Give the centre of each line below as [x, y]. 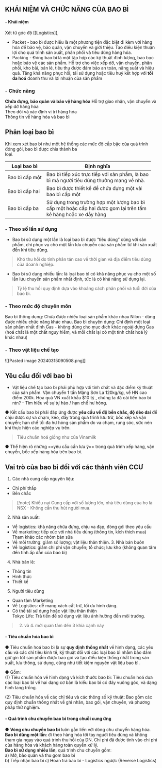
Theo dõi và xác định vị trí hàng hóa [41, 111]
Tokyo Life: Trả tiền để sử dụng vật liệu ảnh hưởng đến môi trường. [79, 616]
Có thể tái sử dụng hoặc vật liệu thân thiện [54, 611]
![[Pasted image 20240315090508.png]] [45, 360]
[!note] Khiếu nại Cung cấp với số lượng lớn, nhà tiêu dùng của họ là [85, 503]
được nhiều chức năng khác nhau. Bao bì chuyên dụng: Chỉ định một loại [78, 322]
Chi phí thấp [24, 488]
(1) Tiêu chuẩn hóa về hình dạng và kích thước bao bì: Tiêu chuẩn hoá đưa [79, 677]
